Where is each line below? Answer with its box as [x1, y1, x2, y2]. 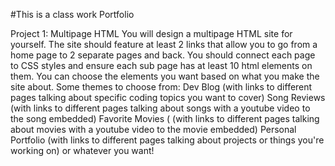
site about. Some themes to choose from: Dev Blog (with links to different [10, 81, 313, 93]
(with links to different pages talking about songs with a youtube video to [10, 102, 311, 114]
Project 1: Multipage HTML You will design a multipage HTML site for [10, 28, 293, 39]
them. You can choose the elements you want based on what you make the [10, 70, 320, 82]
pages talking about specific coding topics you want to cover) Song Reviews [10, 92, 326, 103]
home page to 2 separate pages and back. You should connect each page [10, 49, 316, 61]
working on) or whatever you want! [10, 145, 155, 156]
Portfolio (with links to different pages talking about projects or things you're [10, 134, 325, 146]
